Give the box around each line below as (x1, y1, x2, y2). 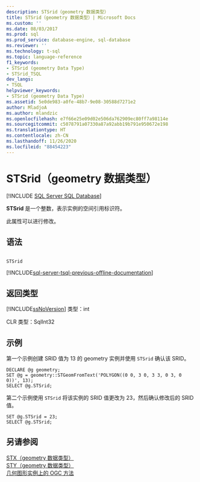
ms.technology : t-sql (6, 48, 61, 54)
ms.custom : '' (6, 20, 42, 26)
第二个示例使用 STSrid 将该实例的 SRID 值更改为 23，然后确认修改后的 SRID (6, 394, 194, 401)
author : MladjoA (6, 104, 47, 111)
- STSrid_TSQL (6, 71, 42, 77)
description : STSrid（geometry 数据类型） (6, 8, 109, 15)
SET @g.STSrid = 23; (6, 414, 58, 420)
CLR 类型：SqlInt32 (6, 318, 55, 325)
